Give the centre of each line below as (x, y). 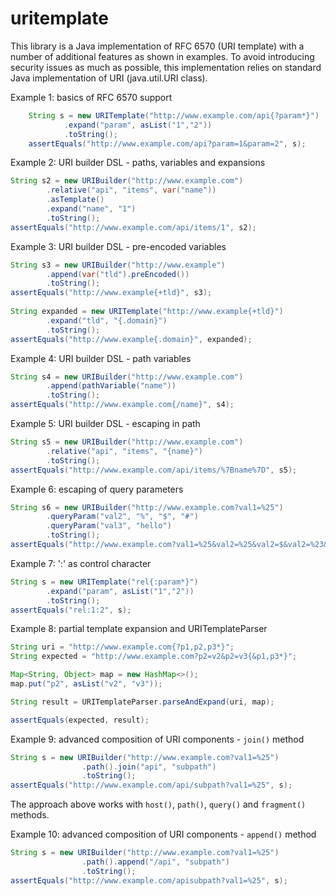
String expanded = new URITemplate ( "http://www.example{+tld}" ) (147, 312)
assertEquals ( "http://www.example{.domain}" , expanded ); (131, 339)
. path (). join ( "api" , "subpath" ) (149, 767)
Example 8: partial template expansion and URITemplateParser (139, 629)
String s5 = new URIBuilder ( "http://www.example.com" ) (127, 442)
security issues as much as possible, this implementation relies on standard (166, 67)
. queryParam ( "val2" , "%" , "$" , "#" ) (122, 517)
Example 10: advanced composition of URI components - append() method (163, 834)
